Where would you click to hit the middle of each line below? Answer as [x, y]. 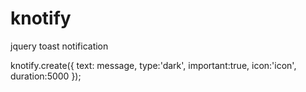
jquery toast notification [59, 46]
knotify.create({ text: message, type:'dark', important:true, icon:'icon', [153, 65]
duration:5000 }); [46, 76]
